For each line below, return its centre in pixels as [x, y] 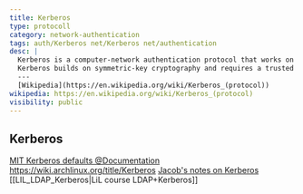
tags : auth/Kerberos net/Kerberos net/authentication [113, 43]
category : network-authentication [75, 34]
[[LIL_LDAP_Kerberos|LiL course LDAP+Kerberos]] [104, 180]
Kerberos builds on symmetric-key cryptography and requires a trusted [156, 69]
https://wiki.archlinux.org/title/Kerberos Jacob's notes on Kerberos [134, 170]
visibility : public [46, 102]
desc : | [24, 52]
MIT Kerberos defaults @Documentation [85, 160]
